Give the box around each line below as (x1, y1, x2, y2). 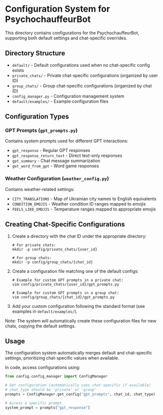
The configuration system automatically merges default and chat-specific (5, 350, 152, 356)
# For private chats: (12, 243, 56, 247)
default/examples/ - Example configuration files (12, 98, 109, 104)
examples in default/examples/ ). (12, 308, 78, 314)
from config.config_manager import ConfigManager (5, 374, 108, 379)
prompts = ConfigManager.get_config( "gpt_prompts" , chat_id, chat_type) (5, 392, 156, 396)
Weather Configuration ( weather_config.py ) (5, 175, 109, 182)
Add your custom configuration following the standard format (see (12, 303, 145, 309)
